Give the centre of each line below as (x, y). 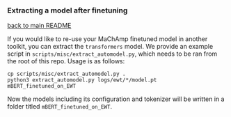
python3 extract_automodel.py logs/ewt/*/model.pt (82, 80)
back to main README (39, 26)
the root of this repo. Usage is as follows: (66, 61)
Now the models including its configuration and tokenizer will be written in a (116, 99)
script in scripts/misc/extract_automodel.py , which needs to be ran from (112, 54)
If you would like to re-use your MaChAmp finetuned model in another (107, 39)
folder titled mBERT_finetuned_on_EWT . (60, 107)
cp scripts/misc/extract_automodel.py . (67, 74)
